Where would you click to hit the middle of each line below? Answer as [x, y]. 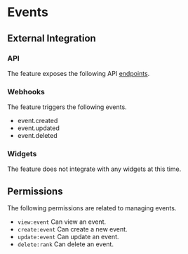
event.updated [38, 128]
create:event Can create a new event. [72, 229]
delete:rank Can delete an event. [66, 244]
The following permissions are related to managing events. [92, 208]
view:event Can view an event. [62, 222]
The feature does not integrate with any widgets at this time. [94, 169]
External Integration [52, 38]
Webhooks [26, 91]
